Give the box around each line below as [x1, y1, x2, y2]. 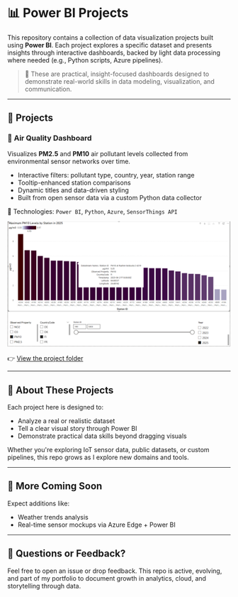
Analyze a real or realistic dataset [17, 416, 115, 425]
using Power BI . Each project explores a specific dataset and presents [7, 40, 212, 49]
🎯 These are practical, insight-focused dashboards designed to [24, 70, 210, 78]
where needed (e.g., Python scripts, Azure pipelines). [7, 55, 163, 64]
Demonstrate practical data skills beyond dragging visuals [17, 432, 187, 440]
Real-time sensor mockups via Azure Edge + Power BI [17, 520, 176, 529]
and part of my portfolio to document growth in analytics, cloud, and [7, 574, 207, 582]
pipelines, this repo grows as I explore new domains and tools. [7, 453, 189, 461]
